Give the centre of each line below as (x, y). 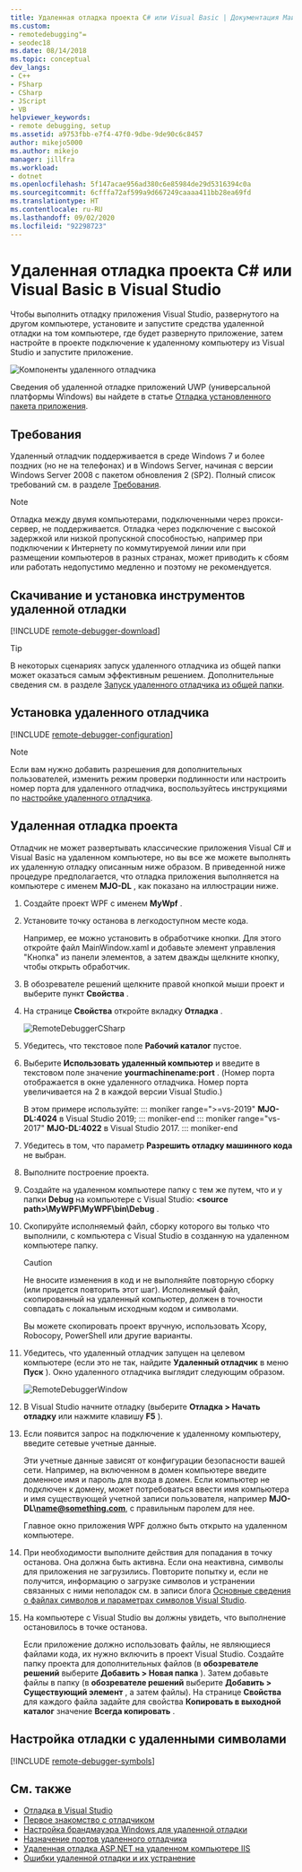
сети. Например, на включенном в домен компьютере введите (145, 1470)
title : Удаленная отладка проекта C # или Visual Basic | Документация (145, 17)
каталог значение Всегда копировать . (99, 1711)
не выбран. (44, 1154)
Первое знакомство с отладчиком (89, 1820)
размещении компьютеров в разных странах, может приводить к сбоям (150, 558)
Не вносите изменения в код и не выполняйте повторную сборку (148, 1280)
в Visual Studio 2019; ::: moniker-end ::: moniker (147, 1119)
